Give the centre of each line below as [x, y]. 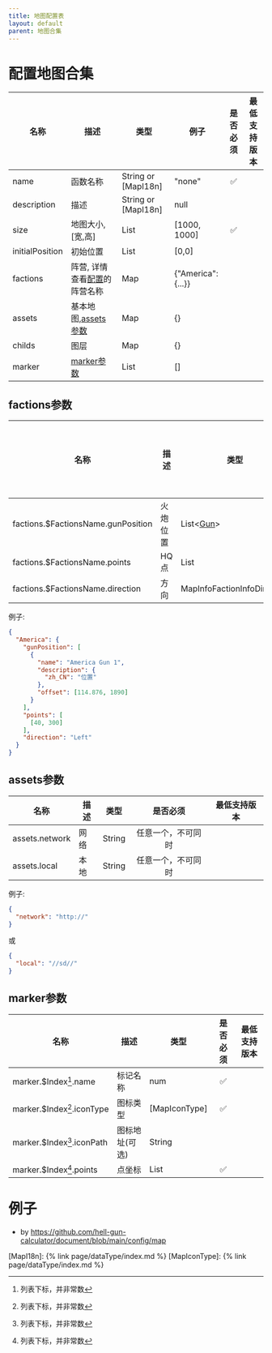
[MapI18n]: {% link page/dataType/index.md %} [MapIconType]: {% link [127, 1256]
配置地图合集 [51, 73]
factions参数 [40, 405]
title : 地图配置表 [36, 16]
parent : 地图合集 [35, 31]
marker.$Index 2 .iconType [61, 1108]
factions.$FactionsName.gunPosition [83, 524]
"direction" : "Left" [57, 738]
